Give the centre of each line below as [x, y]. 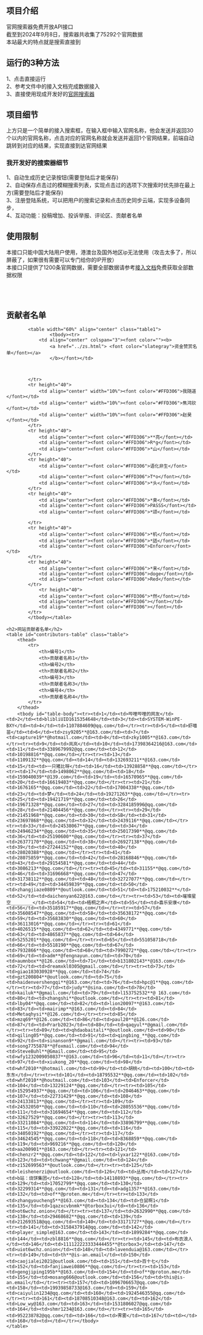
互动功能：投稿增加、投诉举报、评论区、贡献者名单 [79, 215]
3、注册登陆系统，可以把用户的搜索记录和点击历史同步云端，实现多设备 [95, 200]
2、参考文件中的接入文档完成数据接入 [53, 86]
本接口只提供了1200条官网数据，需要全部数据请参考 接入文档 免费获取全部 [97, 267]
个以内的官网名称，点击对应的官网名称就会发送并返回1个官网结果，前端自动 [100, 138]
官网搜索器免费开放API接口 [40, 27]
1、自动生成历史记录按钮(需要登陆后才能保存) [62, 177]
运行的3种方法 [33, 63]
